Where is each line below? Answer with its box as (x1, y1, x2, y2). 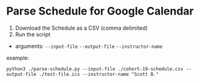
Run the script (15, 30, 50, 38)
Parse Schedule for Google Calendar (6, 4, 195, 18)
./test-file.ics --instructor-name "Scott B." (38, 71, 159, 77)
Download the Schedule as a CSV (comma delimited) (15, 24, 148, 32)
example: (6, 54, 29, 61)
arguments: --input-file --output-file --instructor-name (15, 42, 163, 50)
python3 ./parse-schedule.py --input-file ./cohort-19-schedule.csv (6, 65, 184, 72)
